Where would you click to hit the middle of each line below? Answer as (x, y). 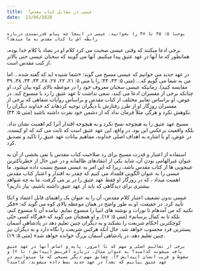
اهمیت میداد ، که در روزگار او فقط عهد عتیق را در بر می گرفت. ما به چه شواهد (93, 179)
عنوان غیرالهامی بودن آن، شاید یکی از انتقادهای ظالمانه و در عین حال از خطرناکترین (99, 160)
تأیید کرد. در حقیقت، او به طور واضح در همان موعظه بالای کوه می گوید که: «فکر (95, 204)
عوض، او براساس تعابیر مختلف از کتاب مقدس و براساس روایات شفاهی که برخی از (99, 99)
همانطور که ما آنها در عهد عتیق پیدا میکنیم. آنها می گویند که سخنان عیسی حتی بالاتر (98, 56)
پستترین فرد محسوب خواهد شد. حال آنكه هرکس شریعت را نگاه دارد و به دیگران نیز (99, 229)
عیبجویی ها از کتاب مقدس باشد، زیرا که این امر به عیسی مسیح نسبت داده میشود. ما (100, 167)
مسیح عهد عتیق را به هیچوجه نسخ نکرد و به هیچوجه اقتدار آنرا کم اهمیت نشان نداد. (98, 123)
